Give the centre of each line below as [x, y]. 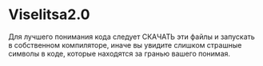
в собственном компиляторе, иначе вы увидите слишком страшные [125, 45]
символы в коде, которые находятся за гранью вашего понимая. [119, 53]
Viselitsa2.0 [49, 15]
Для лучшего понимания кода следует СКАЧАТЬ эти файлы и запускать [132, 37]
